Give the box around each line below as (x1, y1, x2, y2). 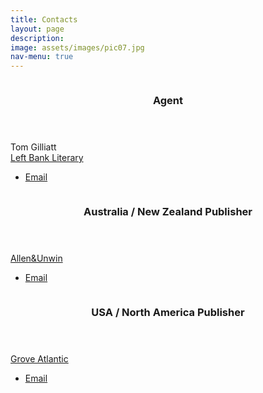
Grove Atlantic (10, 352, 69, 365)
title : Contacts (10, 14, 78, 25)
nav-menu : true (10, 52, 74, 62)
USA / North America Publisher (91, 305, 245, 319)
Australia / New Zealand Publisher (83, 204, 253, 218)
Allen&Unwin (10, 252, 63, 264)
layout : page (10, 24, 65, 34)
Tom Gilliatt (10, 141, 57, 153)
